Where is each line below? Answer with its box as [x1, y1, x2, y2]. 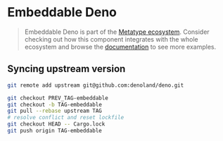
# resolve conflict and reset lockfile [7, 114, 125, 121]
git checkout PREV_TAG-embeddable [7, 94, 109, 102]
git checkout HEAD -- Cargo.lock [7, 121, 106, 128]
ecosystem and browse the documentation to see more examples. [24, 42, 217, 51]
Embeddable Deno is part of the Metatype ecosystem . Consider [24, 27, 210, 36]
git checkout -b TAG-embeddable [7, 101, 102, 108]
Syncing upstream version [7, 63, 126, 75]
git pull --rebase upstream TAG [7, 107, 102, 115]
